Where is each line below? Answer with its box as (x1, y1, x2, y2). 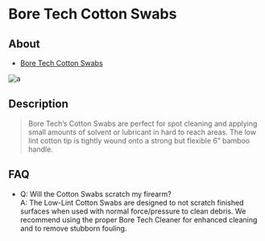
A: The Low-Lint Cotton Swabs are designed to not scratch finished (19, 197, 244, 207)
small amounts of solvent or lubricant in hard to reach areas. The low (27, 127, 256, 137)
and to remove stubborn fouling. (19, 223, 127, 233)
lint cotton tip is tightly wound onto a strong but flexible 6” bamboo (27, 135, 251, 145)
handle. (27, 144, 54, 154)
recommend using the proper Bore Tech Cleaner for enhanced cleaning (19, 214, 258, 224)
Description (8, 98, 68, 111)
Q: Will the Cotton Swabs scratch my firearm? (19, 189, 172, 198)
